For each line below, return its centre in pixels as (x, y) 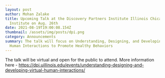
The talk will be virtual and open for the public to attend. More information (80, 59)
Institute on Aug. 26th (34, 23)
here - (12, 65)
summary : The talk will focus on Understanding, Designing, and (72, 41)
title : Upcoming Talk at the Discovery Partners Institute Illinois (77, 19)
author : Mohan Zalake (27, 14)
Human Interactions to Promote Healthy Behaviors (61, 46)
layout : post (18, 10)
